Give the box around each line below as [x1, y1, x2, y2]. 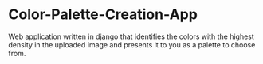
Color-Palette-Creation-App [8, 6, 198, 24]
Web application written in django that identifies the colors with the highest [8, 32, 255, 41]
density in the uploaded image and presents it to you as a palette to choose [8, 40, 256, 49]
